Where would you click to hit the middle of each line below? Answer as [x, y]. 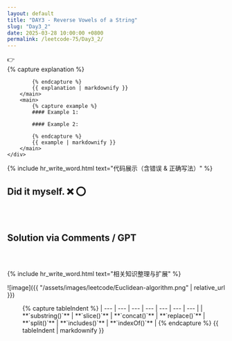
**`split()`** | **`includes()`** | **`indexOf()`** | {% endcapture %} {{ [121, 323]
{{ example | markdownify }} [74, 142]
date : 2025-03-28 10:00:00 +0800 [55, 33]
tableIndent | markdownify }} [63, 330]
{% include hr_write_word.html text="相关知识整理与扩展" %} [94, 273]
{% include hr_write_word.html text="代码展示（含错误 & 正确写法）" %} [110, 168]
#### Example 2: [55, 125]
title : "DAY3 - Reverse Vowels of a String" [72, 20]
